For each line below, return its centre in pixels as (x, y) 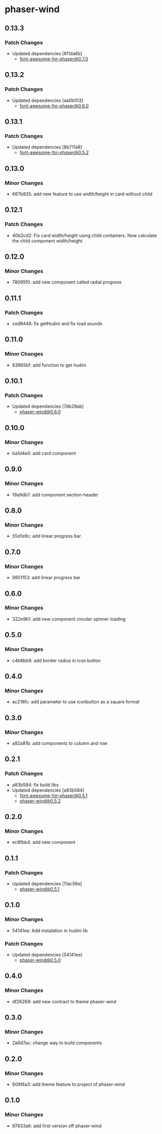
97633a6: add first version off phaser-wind (57, 1126)
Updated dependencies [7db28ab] (48, 406)
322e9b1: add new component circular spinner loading (69, 619)
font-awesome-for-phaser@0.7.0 (54, 59)
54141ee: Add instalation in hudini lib (50, 930)
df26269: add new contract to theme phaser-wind (64, 1001)
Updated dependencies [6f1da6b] (47, 53)
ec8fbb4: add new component (44, 842)
